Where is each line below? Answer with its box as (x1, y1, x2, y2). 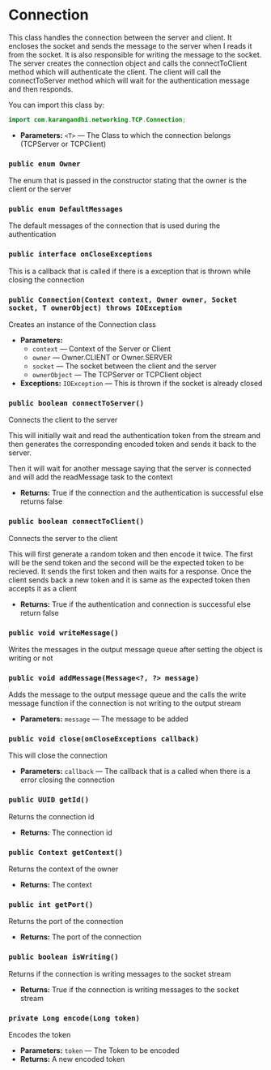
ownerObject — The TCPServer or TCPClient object (32, 370, 202, 379)
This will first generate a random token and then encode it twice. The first (8, 549, 253, 559)
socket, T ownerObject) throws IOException (8, 303, 183, 312)
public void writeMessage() (8, 628, 119, 638)
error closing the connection (19, 775, 116, 784)
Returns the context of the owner (8, 864, 119, 874)
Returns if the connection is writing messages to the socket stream (8, 969, 231, 978)
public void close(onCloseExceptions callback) (8, 734, 200, 744)
